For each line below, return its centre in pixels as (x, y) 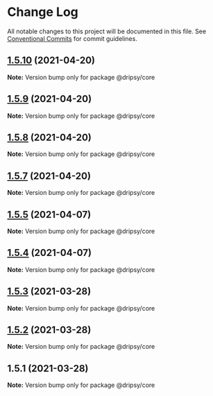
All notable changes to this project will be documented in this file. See (107, 31)
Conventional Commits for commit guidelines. (72, 38)
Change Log (43, 12)
